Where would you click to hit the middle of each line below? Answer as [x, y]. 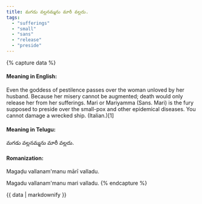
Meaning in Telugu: [31, 129]
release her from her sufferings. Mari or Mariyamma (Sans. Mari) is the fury [100, 103]
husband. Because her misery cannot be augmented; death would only [95, 97]
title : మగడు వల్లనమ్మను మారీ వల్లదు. [47, 12]
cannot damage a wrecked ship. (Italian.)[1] [60, 116]
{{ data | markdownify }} [37, 195]
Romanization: [25, 158]
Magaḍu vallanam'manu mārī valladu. [53, 171]
